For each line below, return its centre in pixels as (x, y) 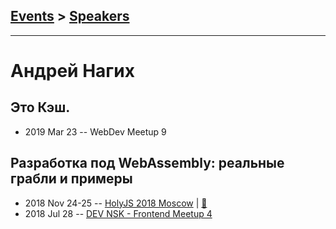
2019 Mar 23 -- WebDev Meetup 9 (95, 131)
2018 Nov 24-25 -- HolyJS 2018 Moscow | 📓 (116, 203)
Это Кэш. (40, 107)
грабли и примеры (71, 179)
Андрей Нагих (72, 71)
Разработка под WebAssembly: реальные (147, 163)
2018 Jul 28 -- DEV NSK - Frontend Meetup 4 (118, 213)
